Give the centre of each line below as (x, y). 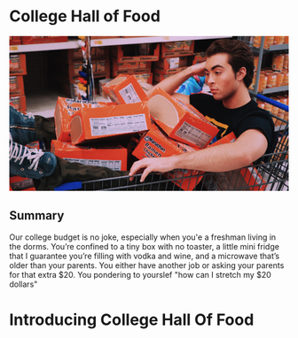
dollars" (24, 284)
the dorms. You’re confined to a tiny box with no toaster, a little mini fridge (144, 246)
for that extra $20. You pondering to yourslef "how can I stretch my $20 (141, 274)
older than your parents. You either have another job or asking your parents (147, 265)
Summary (37, 215)
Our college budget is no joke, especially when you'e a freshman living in (143, 237)
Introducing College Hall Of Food (132, 319)
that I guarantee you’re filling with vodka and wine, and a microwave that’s (145, 256)
